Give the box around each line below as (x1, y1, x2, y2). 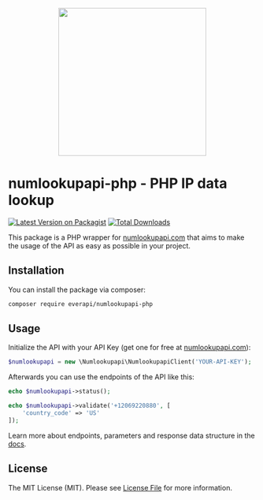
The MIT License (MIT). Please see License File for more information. (8, 483, 232, 492)
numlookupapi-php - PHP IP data (8, 174, 228, 192)
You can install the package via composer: (8, 285, 146, 294)
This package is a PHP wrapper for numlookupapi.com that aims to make (8, 233, 245, 242)
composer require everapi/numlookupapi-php (8, 300, 154, 308)
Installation (8, 264, 65, 278)
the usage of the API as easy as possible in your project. (8, 241, 191, 250)
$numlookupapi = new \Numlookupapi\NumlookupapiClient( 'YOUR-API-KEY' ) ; (8, 358, 252, 366)
